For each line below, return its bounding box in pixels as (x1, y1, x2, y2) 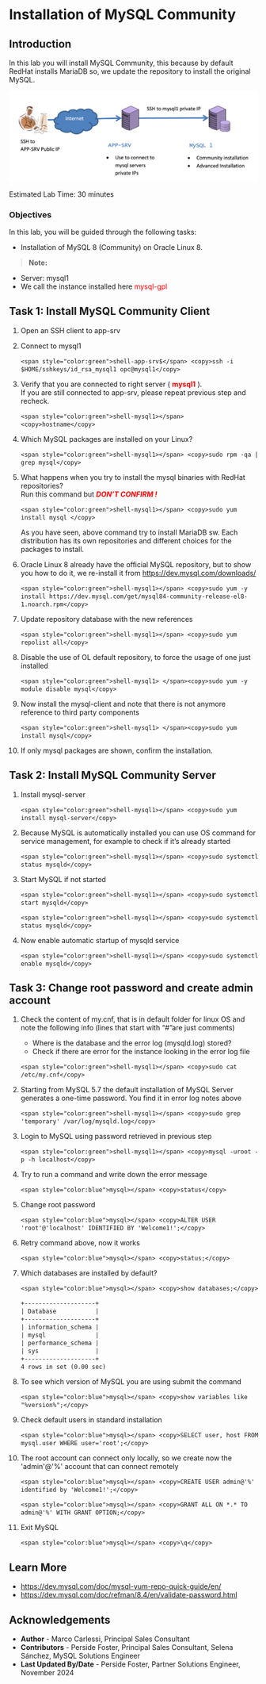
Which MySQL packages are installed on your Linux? (20, 434, 193, 443)
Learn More (9, 1560, 67, 1574)
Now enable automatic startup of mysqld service (20, 935, 180, 945)
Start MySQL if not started (20, 874, 106, 884)
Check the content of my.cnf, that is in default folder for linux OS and (20, 1015, 245, 1024)
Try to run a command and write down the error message (20, 1170, 208, 1180)
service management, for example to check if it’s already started (20, 836, 231, 846)
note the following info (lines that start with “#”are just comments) (20, 1023, 236, 1033)
